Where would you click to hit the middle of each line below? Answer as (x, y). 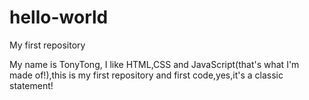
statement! (31, 85)
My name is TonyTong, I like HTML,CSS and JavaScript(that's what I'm (154, 64)
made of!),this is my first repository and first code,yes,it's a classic (146, 75)
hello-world (59, 17)
